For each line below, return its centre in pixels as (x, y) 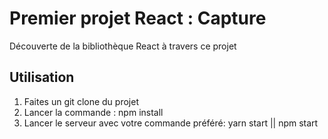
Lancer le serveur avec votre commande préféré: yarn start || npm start (171, 123)
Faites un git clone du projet (81, 101)
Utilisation (42, 77)
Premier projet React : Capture (138, 18)
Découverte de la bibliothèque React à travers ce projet (123, 46)
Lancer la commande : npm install (93, 112)
